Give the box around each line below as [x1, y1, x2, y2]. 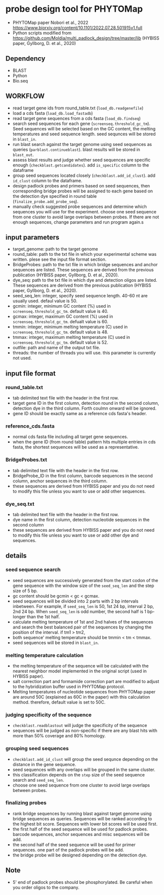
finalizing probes [5, 799, 47, 806]
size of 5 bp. [12, 587, 38, 594]
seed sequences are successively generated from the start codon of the [12, 577, 158, 583]
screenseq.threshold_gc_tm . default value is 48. [12, 329, 109, 335]
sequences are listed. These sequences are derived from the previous [12, 267, 154, 273]
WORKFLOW [5, 92, 45, 101]
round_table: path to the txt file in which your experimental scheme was [12, 251, 157, 257]
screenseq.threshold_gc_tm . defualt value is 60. [12, 319, 109, 325]
